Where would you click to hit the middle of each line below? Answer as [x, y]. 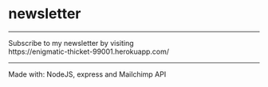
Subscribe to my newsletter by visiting [71, 43]
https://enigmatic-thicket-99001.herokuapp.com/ [89, 51]
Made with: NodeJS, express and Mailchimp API [87, 74]
